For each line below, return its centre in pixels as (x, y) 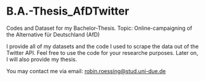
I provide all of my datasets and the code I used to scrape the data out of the (103, 46)
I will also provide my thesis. (42, 59)
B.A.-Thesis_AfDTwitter (68, 11)
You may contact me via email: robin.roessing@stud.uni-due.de (86, 71)
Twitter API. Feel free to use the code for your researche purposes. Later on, (102, 52)
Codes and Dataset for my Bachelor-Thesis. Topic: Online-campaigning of (99, 28)
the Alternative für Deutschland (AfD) (53, 34)
